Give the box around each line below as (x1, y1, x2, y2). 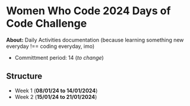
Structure (6, 71, 43, 81)
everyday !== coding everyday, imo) (6, 43, 95, 50)
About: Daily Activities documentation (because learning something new (6, 36, 184, 43)
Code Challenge (6, 17, 87, 30)
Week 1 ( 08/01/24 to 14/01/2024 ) (14, 87, 98, 94)
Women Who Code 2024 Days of (6, 4, 171, 18)
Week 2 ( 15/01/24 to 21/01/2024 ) (14, 93, 97, 100)
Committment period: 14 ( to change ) (14, 54, 104, 61)
